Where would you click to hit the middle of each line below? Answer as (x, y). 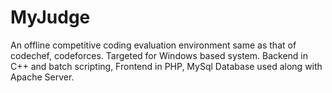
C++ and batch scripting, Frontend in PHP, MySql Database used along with (166, 66)
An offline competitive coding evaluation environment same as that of (153, 45)
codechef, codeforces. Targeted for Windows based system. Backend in (159, 55)
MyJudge (50, 17)
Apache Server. (42, 77)
